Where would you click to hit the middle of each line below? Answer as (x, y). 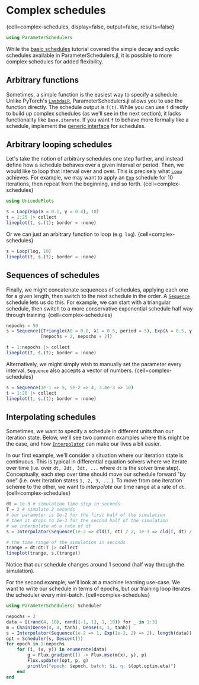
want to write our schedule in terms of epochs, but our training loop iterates (98, 589)
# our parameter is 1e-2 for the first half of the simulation (86, 515)
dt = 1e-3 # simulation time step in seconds (63, 504)
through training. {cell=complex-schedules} (59, 315)
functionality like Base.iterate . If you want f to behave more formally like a (97, 120)
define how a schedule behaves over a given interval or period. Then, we (95, 165)
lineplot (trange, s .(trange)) (44, 553)
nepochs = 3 (21, 617)
